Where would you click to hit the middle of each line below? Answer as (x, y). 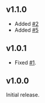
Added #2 (27, 23)
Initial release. (23, 95)
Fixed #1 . (25, 62)
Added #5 (27, 30)
